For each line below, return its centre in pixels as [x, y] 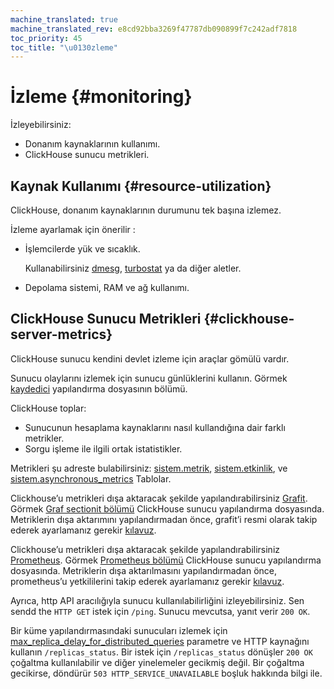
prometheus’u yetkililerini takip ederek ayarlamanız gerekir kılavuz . [147, 581]
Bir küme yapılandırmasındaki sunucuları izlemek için [119, 630]
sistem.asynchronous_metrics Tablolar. [91, 478]
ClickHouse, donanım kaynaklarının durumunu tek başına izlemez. [146, 210]
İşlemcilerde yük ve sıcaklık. [82, 249]
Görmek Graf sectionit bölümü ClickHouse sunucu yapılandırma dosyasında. [167, 508]
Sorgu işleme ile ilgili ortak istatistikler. [103, 448]
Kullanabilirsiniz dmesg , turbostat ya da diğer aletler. [133, 268]
